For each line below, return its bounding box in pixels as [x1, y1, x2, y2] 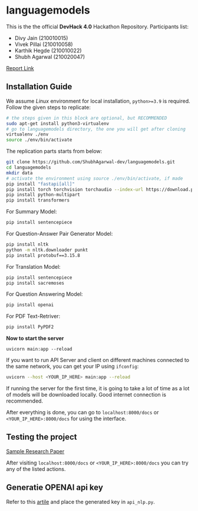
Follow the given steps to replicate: [6, 104, 91, 111]
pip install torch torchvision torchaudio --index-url [6, 186, 144, 192]
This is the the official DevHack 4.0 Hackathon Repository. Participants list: [6, 23, 189, 30]
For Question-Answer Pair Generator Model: [6, 230, 113, 237]
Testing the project [6, 432, 78, 442]
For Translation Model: [6, 263, 61, 270]
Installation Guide [6, 82, 72, 92]
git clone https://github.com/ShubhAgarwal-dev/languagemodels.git [6, 159, 176, 165]
